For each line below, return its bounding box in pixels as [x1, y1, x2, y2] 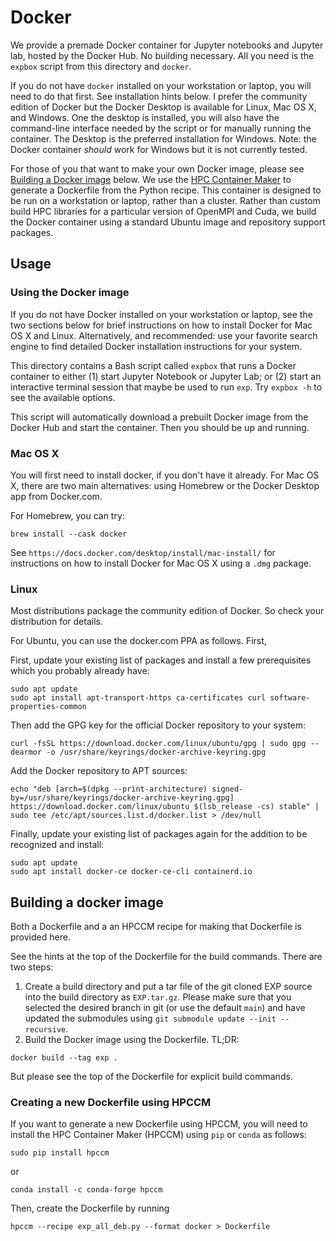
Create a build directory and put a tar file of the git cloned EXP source [24, 981, 313, 993]
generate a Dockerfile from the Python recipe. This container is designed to [10, 184, 322, 196]
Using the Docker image [10, 286, 130, 300]
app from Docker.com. [10, 490, 103, 502]
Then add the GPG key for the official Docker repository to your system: [10, 719, 307, 731]
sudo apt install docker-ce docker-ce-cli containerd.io [10, 867, 253, 877]
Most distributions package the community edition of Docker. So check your [10, 605, 325, 617]
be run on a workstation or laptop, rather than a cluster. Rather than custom [10, 194, 321, 206]
